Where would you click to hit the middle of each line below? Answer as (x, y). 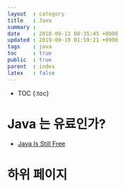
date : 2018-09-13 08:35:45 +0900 (63, 34)
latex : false (31, 73)
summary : (22, 27)
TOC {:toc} (33, 93)
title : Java (30, 20)
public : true (30, 60)
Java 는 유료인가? (56, 124)
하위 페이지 (37, 175)
